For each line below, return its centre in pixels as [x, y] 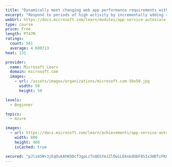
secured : [15, 156]
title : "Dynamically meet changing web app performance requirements [81, 10]
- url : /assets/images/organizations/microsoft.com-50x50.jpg [82, 81]
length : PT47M [20, 34]
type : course [19, 24]
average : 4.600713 [30, 48]
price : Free [18, 29]
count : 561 [21, 44]
